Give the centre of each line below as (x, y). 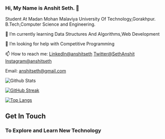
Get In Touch (26, 116)
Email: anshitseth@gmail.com (36, 71)
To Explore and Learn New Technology (53, 130)
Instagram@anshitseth (28, 61)
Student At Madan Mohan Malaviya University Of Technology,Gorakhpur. (80, 19)
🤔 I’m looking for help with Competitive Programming (60, 44)
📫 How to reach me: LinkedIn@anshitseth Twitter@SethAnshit (70, 54)
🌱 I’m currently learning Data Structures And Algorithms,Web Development (82, 34)
